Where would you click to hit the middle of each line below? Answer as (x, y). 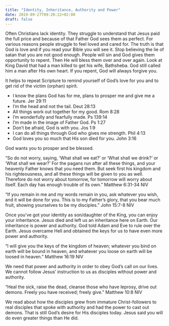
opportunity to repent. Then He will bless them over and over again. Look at (84, 60)
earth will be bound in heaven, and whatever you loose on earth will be (79, 252)
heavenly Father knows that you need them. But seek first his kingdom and (83, 169)
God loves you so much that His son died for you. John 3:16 (74, 138)
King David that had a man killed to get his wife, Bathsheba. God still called (83, 65)
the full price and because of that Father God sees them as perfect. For (79, 39)
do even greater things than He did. (42, 318)
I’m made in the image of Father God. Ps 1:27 (59, 123)
